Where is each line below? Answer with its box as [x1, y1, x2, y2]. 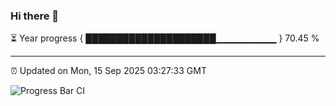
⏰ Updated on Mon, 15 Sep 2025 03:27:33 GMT [10, 65, 207, 77]
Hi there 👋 [10, 9, 60, 23]
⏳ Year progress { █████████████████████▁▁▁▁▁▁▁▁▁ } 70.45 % [10, 32, 320, 44]
